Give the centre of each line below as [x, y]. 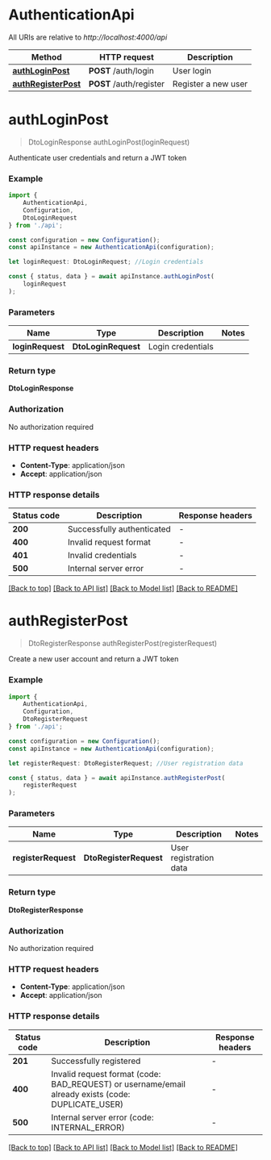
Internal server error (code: [102, 1117]
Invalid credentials [102, 556]
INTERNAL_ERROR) [88, 1127]
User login [192, 70]
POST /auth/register [127, 84]
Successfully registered [96, 1061]
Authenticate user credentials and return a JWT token [98, 157]
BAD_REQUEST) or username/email [118, 1084]
